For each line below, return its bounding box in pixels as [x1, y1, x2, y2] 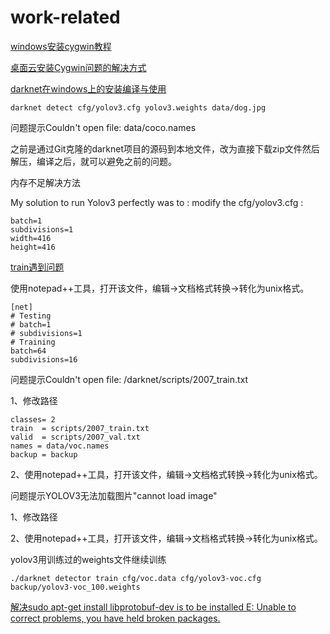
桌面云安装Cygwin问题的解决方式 [10, 61, 147, 73]
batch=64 [10, 346, 47, 356]
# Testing [10, 311, 52, 321]
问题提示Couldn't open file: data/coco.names [10, 121, 197, 133]
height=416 [10, 242, 56, 252]
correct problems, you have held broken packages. [10, 612, 221, 624]
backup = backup [10, 449, 78, 460]
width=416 [10, 233, 52, 243]
